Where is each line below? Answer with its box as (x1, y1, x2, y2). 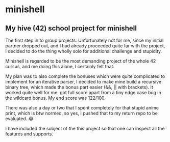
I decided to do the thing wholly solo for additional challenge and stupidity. (5, 48, 162, 54)
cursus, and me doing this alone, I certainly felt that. (5, 64, 115, 69)
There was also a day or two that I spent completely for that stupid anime (5, 105, 159, 110)
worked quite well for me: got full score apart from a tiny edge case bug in (5, 90, 162, 95)
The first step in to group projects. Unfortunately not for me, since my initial (5, 37, 164, 43)
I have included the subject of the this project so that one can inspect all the (5, 126, 165, 131)
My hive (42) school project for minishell (5, 24, 137, 33)
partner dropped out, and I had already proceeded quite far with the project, (5, 43, 165, 49)
